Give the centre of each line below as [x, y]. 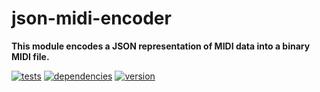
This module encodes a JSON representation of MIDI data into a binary [161, 46]
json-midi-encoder [91, 18]
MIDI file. [30, 56]
